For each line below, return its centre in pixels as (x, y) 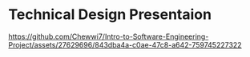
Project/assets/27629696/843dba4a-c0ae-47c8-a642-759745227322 (125, 44)
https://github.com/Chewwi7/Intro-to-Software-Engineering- (109, 36)
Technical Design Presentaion (110, 15)
